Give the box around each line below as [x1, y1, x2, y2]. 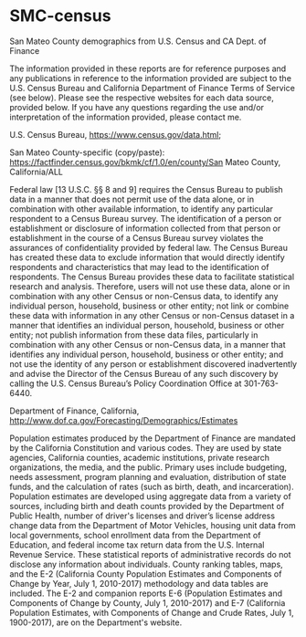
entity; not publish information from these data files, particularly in [9, 329, 259, 340]
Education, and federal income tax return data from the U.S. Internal [9, 539, 265, 550]
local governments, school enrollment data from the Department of [9, 529, 261, 540]
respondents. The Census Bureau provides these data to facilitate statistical [9, 271, 295, 282]
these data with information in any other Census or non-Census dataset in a [9, 309, 295, 320]
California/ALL [9, 166, 64, 177]
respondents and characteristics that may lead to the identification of [9, 261, 269, 272]
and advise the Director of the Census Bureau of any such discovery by [9, 368, 279, 379]
